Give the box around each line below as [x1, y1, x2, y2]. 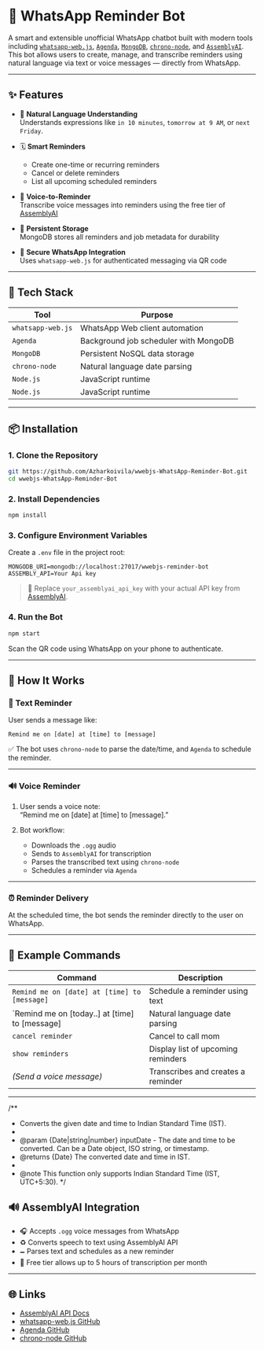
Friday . [19, 126, 43, 135]
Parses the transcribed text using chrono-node [31, 857, 180, 866]
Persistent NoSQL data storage [79, 348, 195, 359]
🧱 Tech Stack [8, 286, 74, 300]
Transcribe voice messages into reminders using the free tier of [19, 200, 226, 209]
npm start [8, 629, 41, 638]
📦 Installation [8, 422, 79, 436]
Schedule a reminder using [148, 985, 249, 996]
